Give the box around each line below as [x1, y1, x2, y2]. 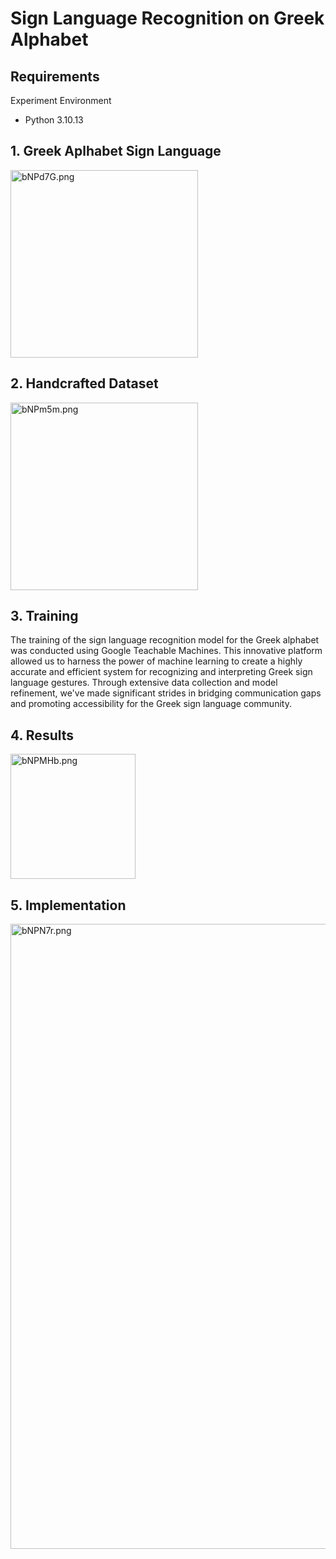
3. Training [10, 608, 79, 625]
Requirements [10, 68, 100, 85]
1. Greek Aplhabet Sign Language [10, 143, 222, 160]
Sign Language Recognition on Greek [10, 7, 325, 30]
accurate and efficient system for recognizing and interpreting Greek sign [10, 666, 313, 678]
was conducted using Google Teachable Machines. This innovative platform [10, 645, 323, 657]
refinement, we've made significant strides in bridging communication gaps [10, 687, 322, 699]
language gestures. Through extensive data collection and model [10, 677, 278, 689]
